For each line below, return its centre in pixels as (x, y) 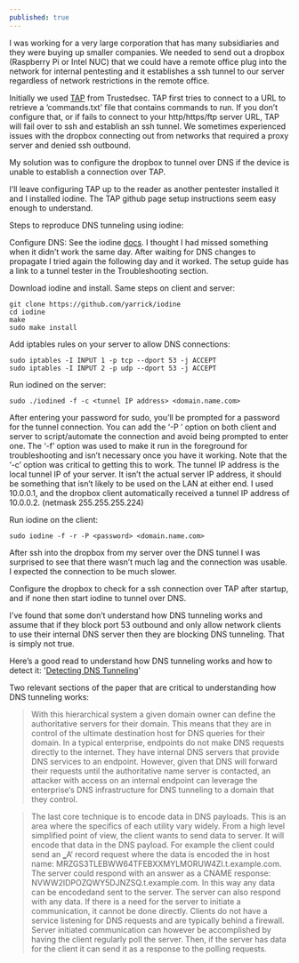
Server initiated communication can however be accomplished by (151, 929)
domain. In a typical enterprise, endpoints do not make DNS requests (158, 742)
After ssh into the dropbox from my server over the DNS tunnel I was (135, 552)
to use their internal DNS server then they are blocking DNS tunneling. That (147, 634)
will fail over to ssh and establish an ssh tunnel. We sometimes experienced (148, 126)
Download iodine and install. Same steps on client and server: (122, 288)
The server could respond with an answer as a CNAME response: (151, 873)
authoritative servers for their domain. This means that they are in (151, 723)
